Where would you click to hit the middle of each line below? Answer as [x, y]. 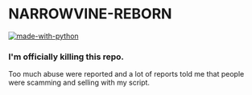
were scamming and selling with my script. [79, 83]
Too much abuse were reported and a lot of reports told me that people [126, 74]
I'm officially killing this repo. [66, 57]
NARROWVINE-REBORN [90, 14]
